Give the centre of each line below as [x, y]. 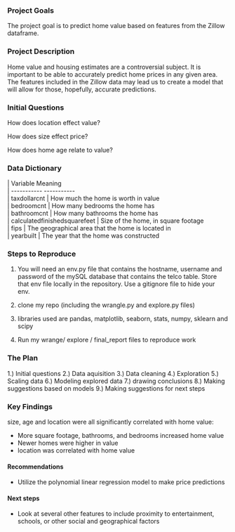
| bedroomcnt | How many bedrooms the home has [81, 206]
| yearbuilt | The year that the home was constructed [83, 236]
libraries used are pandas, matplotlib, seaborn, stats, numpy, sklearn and [122, 319]
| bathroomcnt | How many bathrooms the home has [83, 214]
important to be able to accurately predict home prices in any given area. [113, 74]
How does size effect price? [48, 136]
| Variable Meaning [34, 183]
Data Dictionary [34, 168]
